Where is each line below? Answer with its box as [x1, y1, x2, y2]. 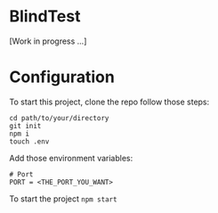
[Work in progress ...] [9, 36, 87, 46]
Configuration [9, 67, 116, 87]
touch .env [9, 136, 50, 146]
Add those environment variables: [9, 152, 133, 163]
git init [9, 121, 42, 130]
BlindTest [9, 6, 81, 27]
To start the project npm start [9, 193, 117, 204]
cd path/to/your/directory [9, 113, 109, 122]
